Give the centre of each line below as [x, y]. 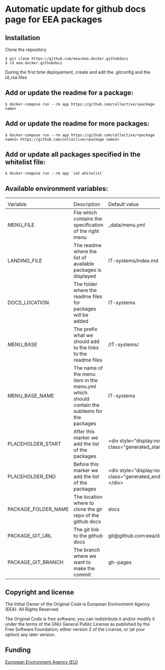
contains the [88, 219]
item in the [86, 380]
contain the [86, 405]
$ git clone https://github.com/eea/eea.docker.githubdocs [67, 59]
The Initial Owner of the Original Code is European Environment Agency [78, 604]
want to [82, 562]
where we [85, 556]
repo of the [86, 516]
